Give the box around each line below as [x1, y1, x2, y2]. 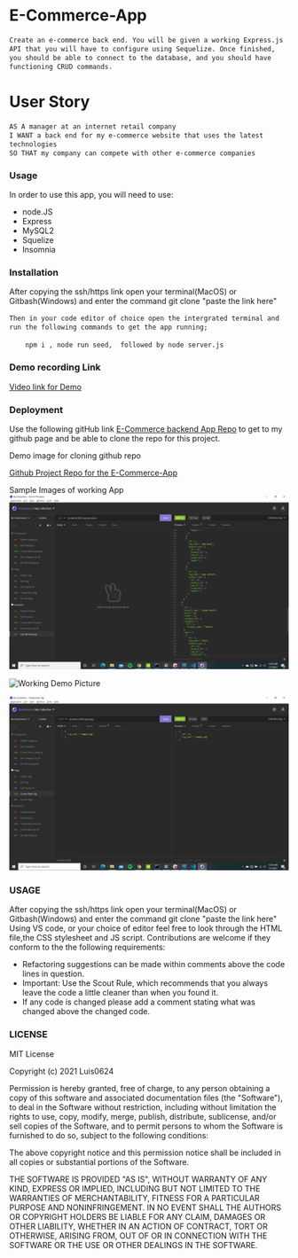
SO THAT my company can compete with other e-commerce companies [9, 148, 255, 158]
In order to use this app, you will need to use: [9, 190, 174, 200]
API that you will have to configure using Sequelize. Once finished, [9, 44, 276, 53]
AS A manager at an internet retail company [9, 121, 176, 131]
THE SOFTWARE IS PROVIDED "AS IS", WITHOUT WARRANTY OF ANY [9, 1174, 268, 1184]
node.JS [21, 207, 53, 217]
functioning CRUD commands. [9, 62, 114, 71]
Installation [9, 267, 59, 279]
